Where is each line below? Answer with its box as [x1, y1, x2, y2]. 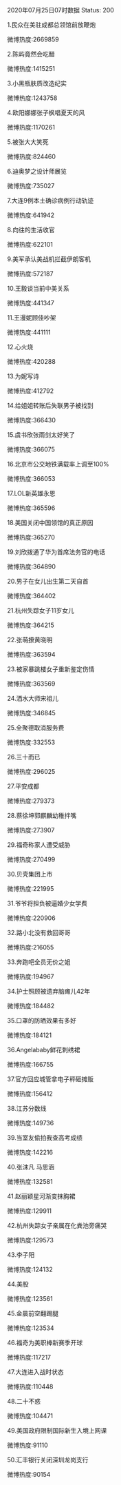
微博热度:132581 [7, 1178, 53, 1185]
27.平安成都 [7, 782, 40, 790]
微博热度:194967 [7, 972, 54, 981]
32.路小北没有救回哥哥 [7, 929, 71, 936]
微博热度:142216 [7, 1148, 54, 1156]
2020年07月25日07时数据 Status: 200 [7, 6, 115, 14]
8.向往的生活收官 [7, 226, 55, 234]
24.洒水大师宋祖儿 [7, 695, 58, 702]
